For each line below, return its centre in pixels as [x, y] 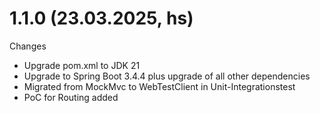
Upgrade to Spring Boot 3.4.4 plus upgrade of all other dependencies [167, 76]
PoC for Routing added [71, 97]
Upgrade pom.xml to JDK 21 [82, 65]
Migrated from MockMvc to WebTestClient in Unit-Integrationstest [159, 86]
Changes [28, 46]
